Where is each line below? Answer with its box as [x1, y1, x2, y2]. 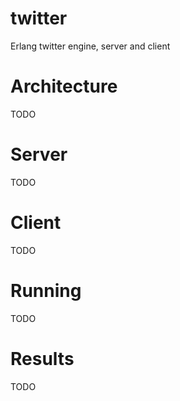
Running [10, 279, 82, 302]
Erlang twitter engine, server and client [10, 40, 171, 52]
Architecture [10, 75, 118, 98]
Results [10, 347, 75, 370]
